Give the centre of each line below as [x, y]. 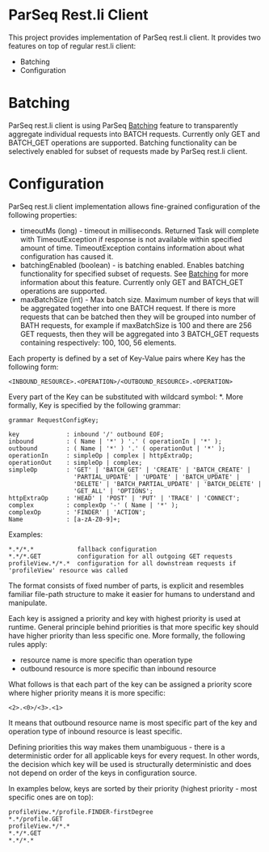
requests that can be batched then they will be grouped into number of [138, 317]
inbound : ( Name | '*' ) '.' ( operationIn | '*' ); [115, 441]
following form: [34, 367]
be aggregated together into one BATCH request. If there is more [128, 308]
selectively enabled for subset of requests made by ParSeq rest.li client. [128, 151]
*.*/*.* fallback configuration [83, 549]
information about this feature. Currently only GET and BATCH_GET [132, 282]
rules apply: [28, 644]
